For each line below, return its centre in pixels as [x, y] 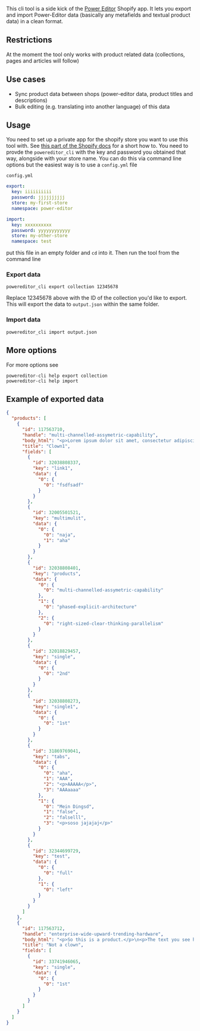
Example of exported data [55, 399]
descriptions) [31, 100]
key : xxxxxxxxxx [32, 225]
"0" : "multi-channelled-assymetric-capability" [104, 590]
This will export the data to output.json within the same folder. [83, 304]
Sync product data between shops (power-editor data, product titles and [104, 94]
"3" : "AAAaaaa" [62, 789]
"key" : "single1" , [55, 707]
